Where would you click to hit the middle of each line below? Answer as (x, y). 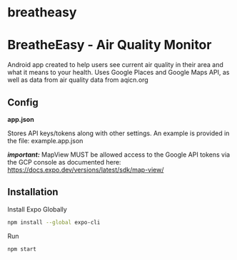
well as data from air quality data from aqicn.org (78, 80)
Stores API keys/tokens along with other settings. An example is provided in (118, 133)
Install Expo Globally (37, 209)
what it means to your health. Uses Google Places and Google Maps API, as (118, 73)
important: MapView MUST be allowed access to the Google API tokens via (119, 155)
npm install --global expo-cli (54, 222)
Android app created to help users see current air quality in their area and (115, 65)
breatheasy (42, 12)
